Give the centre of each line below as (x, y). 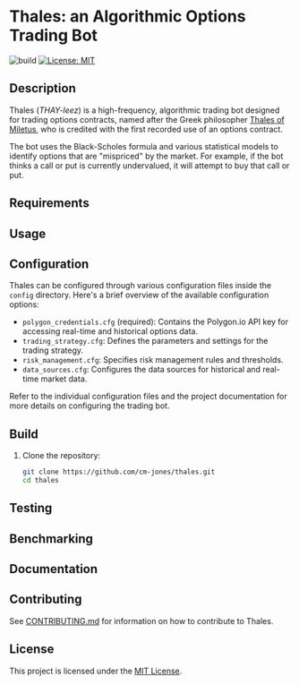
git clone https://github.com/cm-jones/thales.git (119, 472)
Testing (31, 508)
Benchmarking (51, 539)
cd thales (41, 481)
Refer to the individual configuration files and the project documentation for (149, 397)
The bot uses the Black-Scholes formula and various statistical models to (144, 146)
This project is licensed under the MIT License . (96, 671)
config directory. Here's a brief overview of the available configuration (139, 295)
